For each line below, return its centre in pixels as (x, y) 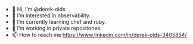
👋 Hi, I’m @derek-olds (38, 9)
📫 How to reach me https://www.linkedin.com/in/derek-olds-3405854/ (99, 35)
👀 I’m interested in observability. (51, 15)
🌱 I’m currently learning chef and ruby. (59, 22)
